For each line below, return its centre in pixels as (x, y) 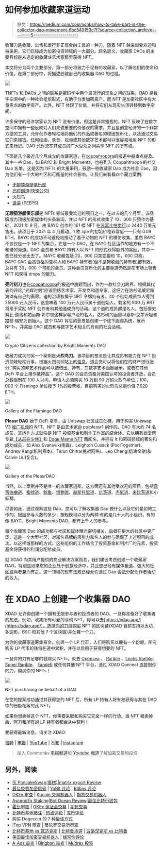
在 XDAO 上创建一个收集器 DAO (68, 599)
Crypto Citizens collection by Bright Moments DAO (56, 345)
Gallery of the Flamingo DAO (33, 410)
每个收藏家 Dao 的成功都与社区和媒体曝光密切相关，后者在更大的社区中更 (78, 531)
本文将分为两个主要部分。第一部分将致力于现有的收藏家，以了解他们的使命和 (81, 67)
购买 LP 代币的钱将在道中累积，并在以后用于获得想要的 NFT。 (67, 648)
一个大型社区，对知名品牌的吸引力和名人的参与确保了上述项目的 (85, 537)
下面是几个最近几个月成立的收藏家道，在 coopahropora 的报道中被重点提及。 (81, 156)
